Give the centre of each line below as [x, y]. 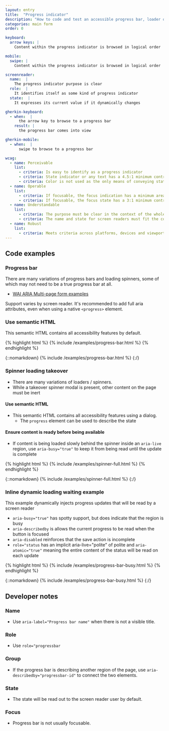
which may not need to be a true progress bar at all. [59, 284]
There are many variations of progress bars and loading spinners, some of [82, 279]
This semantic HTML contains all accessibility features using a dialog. [85, 415]
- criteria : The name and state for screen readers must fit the [88, 219]
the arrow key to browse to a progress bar [65, 121]
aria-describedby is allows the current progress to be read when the [83, 529]
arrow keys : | [24, 43]
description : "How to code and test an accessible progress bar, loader [83, 19]
